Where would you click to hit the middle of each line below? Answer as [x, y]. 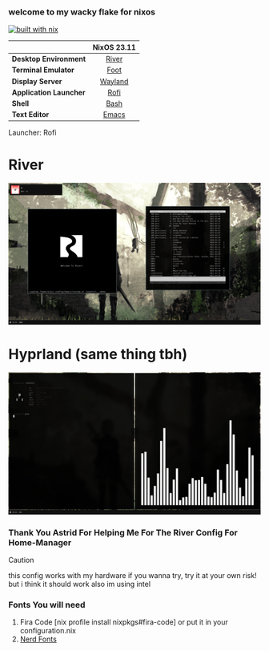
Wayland [114, 81]
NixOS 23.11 [114, 47]
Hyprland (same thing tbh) [98, 354]
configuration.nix [48, 631]
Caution [21, 560]
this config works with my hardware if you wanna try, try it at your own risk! [133, 575]
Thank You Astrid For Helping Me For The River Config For [123, 532]
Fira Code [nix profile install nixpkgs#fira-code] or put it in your [124, 622]
